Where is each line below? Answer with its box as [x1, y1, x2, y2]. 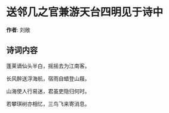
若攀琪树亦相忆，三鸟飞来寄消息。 [6, 100, 90, 107]
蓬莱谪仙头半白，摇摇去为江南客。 [6, 62, 90, 69]
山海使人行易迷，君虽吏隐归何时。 [6, 87, 90, 95]
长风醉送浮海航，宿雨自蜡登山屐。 [6, 75, 90, 82]
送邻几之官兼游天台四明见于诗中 [6, 5, 164, 19]
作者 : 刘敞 [6, 26, 30, 33]
